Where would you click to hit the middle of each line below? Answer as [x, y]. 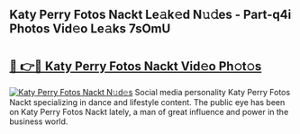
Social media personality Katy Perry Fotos [213, 92]
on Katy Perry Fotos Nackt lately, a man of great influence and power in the [149, 112]
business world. [39, 121]
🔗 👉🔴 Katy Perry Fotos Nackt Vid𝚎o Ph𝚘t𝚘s [136, 66]
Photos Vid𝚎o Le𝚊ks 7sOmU [90, 29]
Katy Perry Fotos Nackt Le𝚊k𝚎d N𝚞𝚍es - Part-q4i [150, 15]
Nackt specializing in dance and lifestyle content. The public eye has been [147, 102]
